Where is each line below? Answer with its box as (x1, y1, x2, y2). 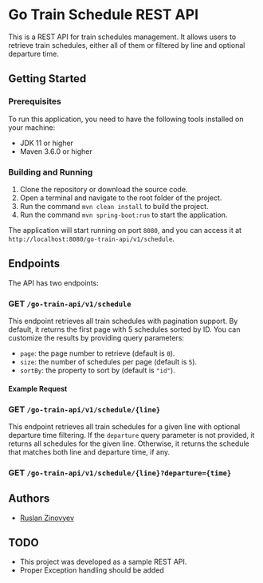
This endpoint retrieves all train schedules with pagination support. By (8, 317, 238, 326)
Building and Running (8, 166, 93, 177)
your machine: (8, 122, 56, 132)
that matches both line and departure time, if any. (8, 447, 171, 456)
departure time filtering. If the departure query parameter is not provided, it (8, 430, 255, 439)
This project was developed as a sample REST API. (19, 557, 187, 567)
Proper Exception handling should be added (19, 565, 165, 575)
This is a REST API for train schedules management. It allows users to (8, 32, 237, 41)
